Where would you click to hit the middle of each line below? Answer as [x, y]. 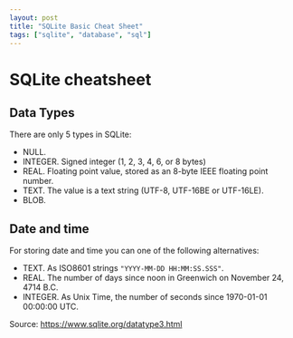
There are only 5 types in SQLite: [71, 135]
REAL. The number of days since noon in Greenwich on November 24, [153, 278]
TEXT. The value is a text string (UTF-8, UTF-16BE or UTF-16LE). [143, 190]
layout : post [34, 18]
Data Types [42, 113]
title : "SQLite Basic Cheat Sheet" [76, 26]
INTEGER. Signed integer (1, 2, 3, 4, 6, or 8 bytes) [114, 162]
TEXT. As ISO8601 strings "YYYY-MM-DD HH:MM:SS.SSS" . [123, 268]
